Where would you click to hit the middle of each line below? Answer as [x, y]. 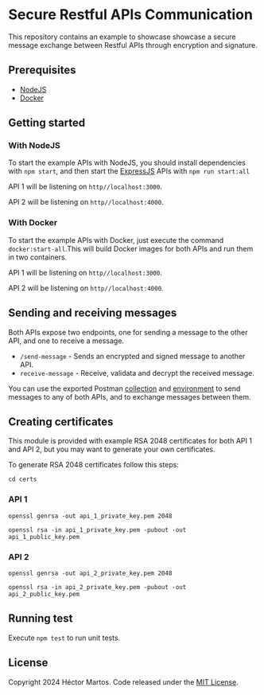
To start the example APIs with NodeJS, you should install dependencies [127, 163]
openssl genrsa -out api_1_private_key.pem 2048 [90, 516]
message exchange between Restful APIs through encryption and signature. [133, 45]
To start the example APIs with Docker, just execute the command [116, 240]
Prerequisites [42, 70]
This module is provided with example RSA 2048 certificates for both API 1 [130, 441]
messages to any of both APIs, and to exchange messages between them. [130, 396]
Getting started [47, 123]
